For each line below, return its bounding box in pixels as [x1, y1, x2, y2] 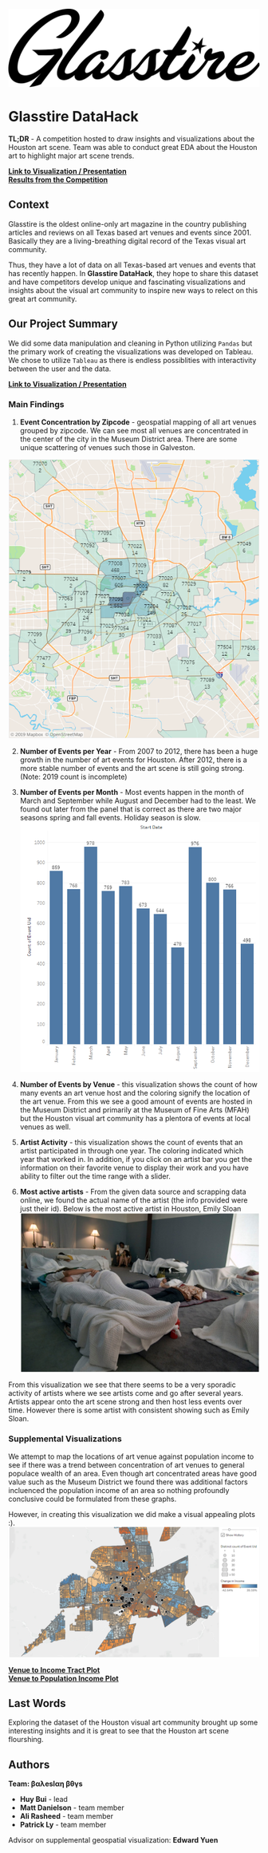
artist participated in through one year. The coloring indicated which [19, 1146, 244, 1156]
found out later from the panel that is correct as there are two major [19, 804, 242, 814]
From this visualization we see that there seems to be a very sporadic [8, 1380, 237, 1389]
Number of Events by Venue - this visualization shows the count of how [19, 1079, 258, 1089]
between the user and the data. [8, 364, 112, 373]
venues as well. [19, 1122, 71, 1132]
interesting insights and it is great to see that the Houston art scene [8, 1726, 230, 1736]
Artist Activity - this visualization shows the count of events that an [19, 1137, 243, 1147]
